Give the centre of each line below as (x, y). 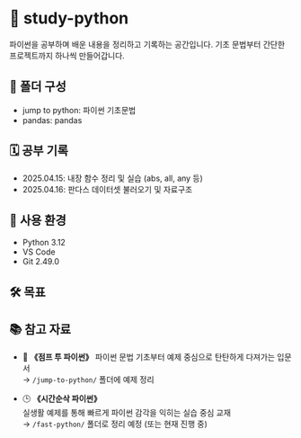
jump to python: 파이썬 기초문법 (79, 110)
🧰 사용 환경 (38, 220)
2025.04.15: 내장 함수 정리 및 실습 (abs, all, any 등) (113, 178)
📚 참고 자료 (40, 330)
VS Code (39, 252)
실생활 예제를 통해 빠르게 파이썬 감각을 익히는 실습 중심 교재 (127, 412)
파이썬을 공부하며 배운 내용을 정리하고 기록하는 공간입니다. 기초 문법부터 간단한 (147, 44)
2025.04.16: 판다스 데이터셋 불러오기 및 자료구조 (107, 189)
